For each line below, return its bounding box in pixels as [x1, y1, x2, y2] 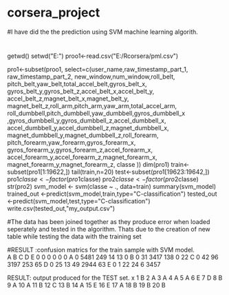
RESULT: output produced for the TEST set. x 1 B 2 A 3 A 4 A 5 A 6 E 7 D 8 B [7, 274, 223, 282]
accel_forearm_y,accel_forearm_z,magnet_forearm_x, [7, 153, 157, 161]
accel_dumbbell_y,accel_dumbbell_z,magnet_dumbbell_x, [7, 124, 170, 132]
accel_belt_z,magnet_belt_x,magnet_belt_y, [7, 94, 129, 103]
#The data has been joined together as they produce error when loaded [7, 218, 210, 226]
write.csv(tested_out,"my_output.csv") [7, 205, 116, 213]
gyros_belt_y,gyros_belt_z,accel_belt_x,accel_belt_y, [7, 88, 155, 96]
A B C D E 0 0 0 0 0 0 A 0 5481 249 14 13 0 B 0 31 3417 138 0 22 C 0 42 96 [7, 253, 219, 261]
